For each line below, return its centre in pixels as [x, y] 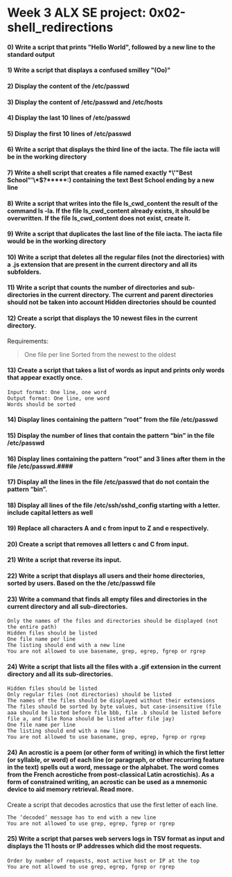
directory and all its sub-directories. [60, 674]
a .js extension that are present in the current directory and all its [102, 264]
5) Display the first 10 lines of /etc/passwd [69, 134]
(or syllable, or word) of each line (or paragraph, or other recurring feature [116, 760]
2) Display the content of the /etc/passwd [68, 86]
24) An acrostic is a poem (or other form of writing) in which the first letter [116, 752]
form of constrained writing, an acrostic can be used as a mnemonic [107, 782]
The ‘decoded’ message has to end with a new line [82, 817]
